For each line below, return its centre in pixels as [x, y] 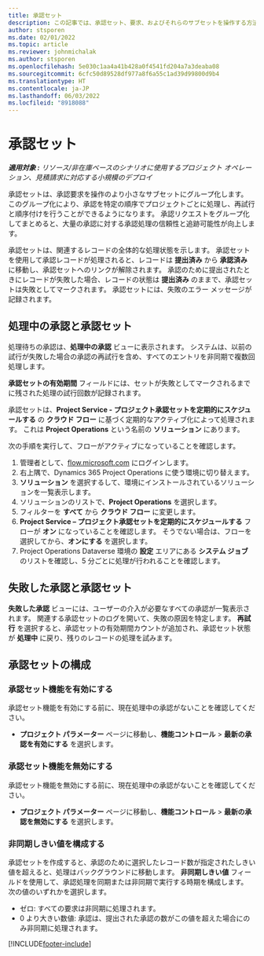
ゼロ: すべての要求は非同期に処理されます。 [90, 908]
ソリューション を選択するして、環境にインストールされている [120, 482]
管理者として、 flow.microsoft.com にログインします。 [106, 462]
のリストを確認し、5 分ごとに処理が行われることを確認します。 [122, 560]
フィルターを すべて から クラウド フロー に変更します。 [110, 511]
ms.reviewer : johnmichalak [52, 52]
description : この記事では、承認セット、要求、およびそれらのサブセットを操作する [128, 23]
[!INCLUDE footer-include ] [50, 943]
